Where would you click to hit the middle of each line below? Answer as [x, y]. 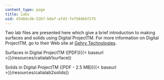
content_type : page [25, 10]
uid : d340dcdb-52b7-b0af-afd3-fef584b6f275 [51, 19]
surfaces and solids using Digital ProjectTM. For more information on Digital [82, 38]
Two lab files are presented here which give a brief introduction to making [80, 33]
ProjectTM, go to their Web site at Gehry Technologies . [61, 43]
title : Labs [17, 14]
